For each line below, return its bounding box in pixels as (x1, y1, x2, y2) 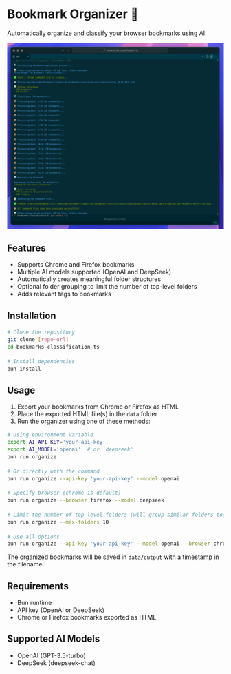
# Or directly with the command (7, 468, 100, 475)
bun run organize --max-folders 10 (7, 518, 109, 526)
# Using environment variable (7, 431, 94, 438)
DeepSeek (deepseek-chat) (16, 658, 96, 667)
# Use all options (7, 533, 60, 540)
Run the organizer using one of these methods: (16, 417, 151, 426)
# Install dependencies (7, 358, 76, 365)
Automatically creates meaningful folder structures (16, 275, 162, 283)
